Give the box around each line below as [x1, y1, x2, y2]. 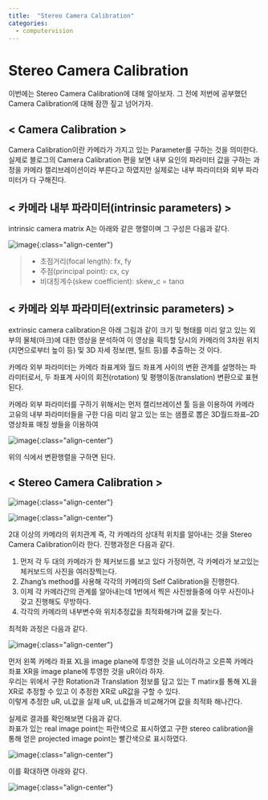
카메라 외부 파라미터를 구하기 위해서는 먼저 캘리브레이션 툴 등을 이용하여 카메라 [8, 399, 255, 409]
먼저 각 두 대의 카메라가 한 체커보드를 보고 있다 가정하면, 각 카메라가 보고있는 [19, 556, 260, 566]
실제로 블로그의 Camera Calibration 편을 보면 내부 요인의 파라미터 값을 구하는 [8, 155, 252, 165]
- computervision [15, 27, 74, 35]
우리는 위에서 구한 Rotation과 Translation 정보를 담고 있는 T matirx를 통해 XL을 [8, 676, 258, 686]
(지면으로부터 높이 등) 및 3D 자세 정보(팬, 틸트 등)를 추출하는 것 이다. [8, 345, 222, 354]
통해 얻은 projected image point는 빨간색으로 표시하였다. [8, 733, 189, 743]
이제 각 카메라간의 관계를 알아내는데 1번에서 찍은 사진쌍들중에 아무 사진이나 [19, 586, 254, 596]
